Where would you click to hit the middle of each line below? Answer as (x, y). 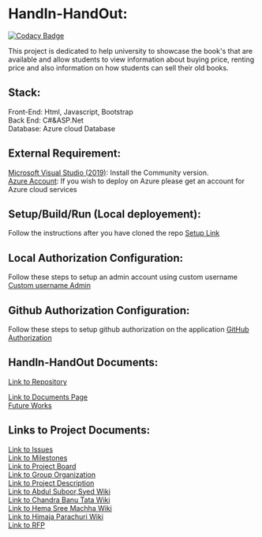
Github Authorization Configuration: (99, 310)
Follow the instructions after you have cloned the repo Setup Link (114, 233)
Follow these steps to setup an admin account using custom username (123, 277)
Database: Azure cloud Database (62, 128)
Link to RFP (27, 525)
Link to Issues (31, 449)
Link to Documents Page (48, 397)
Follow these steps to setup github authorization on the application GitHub (129, 329)
